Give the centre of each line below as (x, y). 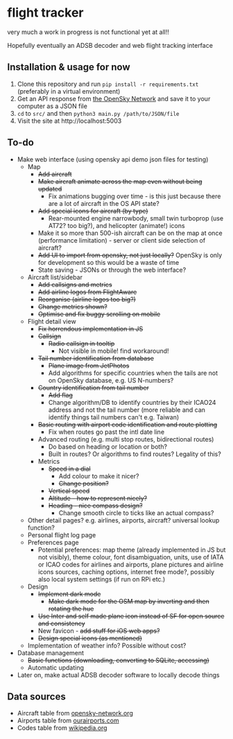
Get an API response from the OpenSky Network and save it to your (114, 98)
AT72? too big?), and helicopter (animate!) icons (116, 225)
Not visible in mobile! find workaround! (114, 351)
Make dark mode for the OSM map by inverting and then (129, 601)
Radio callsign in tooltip (81, 343)
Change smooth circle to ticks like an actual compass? (136, 513)
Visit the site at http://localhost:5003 (69, 121)
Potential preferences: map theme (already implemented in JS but (132, 550)
